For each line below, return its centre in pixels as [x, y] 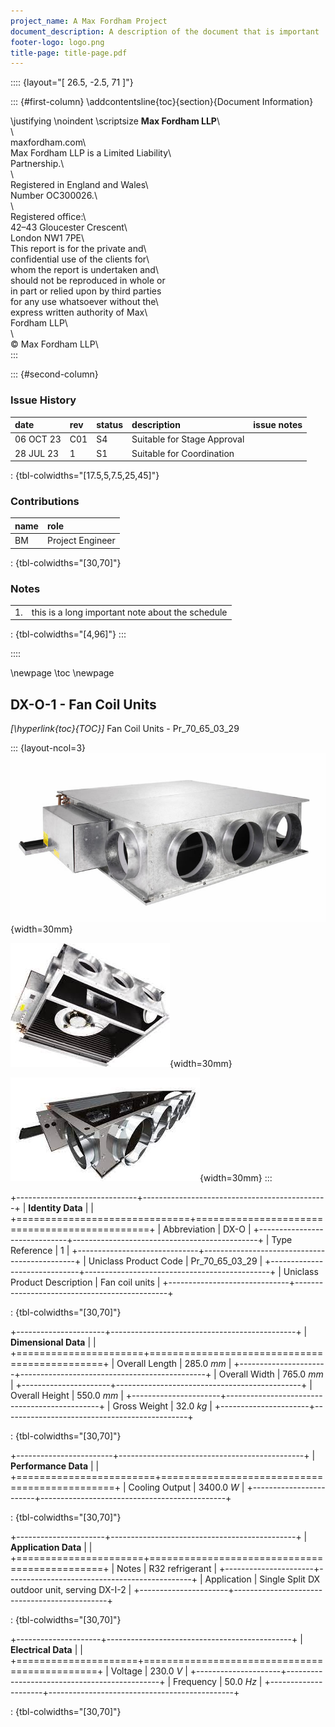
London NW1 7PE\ [47, 238]
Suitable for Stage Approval [188, 439]
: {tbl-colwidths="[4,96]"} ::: [68, 634]
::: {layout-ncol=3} [48, 747]
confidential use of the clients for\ [80, 259]
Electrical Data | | [46, 1650]
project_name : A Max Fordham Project [89, 21]
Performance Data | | [55, 1466]
